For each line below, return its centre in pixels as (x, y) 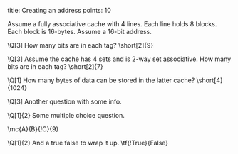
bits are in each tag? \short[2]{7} (55, 66)
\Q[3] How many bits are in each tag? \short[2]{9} (81, 45)
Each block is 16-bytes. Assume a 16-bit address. (79, 32)
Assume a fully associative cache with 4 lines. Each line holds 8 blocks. (112, 24)
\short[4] (209, 80)
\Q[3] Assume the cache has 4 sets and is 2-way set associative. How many (119, 59)
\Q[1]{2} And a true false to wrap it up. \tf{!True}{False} (88, 143)
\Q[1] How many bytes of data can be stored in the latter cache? (101, 80)
